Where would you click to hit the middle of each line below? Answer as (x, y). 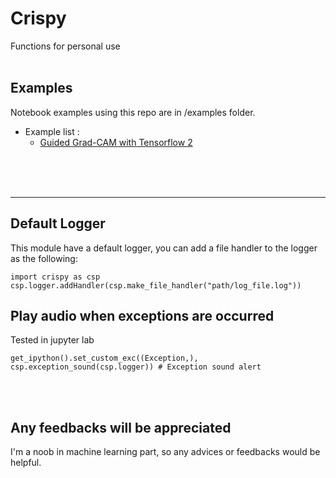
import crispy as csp (55, 277)
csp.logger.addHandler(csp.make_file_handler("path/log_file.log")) (156, 285)
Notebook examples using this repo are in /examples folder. (133, 112)
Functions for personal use (65, 46)
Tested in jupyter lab (52, 340)
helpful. (26, 463)
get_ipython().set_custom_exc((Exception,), (104, 358)
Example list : (52, 131)
